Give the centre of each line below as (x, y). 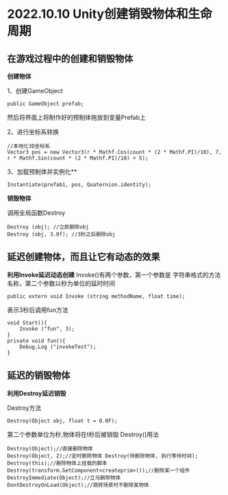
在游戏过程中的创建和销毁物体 (70, 59)
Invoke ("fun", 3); (47, 329)
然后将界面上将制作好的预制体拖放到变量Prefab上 (76, 117)
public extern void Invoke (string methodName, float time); (96, 296)
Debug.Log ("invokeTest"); (58, 346)
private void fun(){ (37, 341)
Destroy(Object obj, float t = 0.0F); (62, 421)
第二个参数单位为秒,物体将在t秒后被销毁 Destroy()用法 (83, 434)
